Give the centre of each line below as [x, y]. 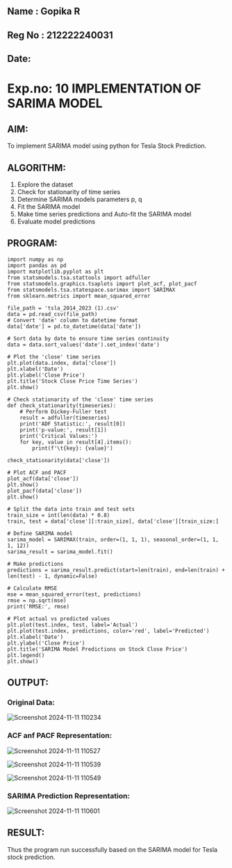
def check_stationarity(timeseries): [62, 405]
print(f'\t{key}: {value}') [73, 448]
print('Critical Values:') [59, 436]
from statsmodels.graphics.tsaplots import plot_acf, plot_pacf [102, 284]
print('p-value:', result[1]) [64, 430]
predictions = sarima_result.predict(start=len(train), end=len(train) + [116, 570]
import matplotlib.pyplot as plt [56, 271]
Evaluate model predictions [56, 221]
